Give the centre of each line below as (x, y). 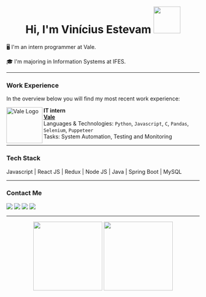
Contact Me (24, 193)
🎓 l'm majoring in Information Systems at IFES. (66, 61)
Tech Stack (24, 158)
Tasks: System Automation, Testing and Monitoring (108, 137)
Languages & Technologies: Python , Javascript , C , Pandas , (116, 124)
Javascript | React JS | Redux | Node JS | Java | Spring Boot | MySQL (94, 171)
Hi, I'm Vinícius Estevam (88, 30)
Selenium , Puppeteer (69, 130)
